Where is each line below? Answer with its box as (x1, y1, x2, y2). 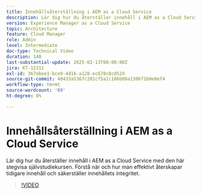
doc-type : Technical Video (6, 48, 74, 54)
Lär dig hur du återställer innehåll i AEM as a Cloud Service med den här (6, 157, 185, 164)
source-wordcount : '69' (6, 87, 66, 93)
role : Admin (6, 37, 36, 43)
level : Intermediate (6, 43, 58, 49)
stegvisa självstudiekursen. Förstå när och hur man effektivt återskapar (6, 163, 183, 171)
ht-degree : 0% (6, 93, 42, 99)
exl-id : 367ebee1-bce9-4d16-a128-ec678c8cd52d (6, 70, 125, 77)
